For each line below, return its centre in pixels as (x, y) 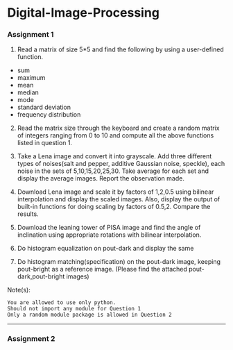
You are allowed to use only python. (62, 303)
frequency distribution (49, 115)
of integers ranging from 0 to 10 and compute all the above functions (115, 135)
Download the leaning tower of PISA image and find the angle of (109, 228)
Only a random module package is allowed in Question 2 (89, 315)
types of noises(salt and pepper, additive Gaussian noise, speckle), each (121, 164)
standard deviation (44, 107)
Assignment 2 (31, 339)
